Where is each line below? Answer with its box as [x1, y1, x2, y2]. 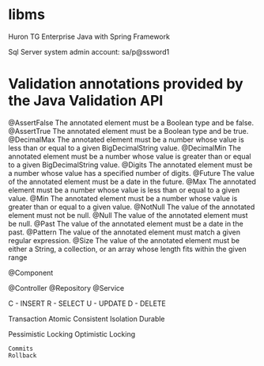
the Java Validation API [8, 92, 164, 110]
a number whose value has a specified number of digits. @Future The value [8, 168, 255, 177]
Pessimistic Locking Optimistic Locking [8, 329, 136, 338]
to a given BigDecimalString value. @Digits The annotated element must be [8, 160, 253, 170]
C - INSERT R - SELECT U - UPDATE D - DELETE [8, 299, 166, 308]
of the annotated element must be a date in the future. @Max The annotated [8, 177, 257, 186]
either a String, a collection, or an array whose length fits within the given [8, 244, 247, 254]
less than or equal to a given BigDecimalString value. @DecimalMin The [8, 143, 241, 152]
